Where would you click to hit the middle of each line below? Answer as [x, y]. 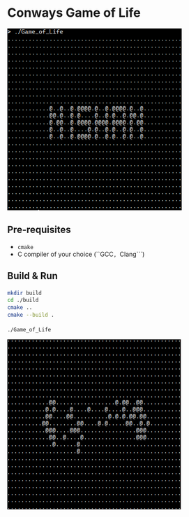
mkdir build [24, 293]
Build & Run [32, 276]
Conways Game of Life [74, 13]
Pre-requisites [39, 230]
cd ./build [23, 300]
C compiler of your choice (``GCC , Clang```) [81, 254]
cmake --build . [31, 315]
